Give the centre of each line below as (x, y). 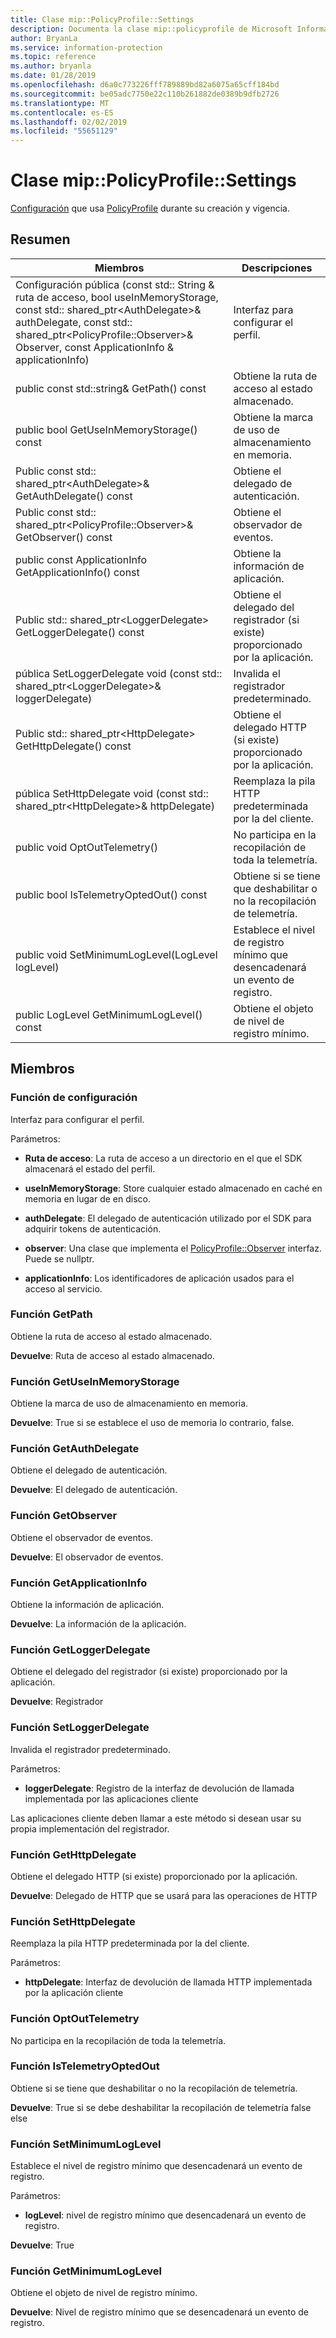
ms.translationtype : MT (60, 103)
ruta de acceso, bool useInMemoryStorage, (117, 297)
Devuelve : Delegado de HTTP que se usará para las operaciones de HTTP (164, 1895)
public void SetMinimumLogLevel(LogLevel (116, 954)
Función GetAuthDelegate (75, 1449)
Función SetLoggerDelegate (80, 1728)
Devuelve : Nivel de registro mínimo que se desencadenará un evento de (160, 2312)
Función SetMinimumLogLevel (86, 2144)
